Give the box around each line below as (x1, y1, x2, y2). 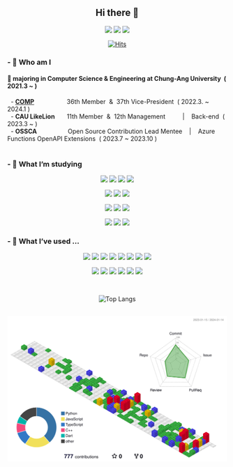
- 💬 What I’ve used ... (7, 236, 80, 246)
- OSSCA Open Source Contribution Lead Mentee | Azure (10, 127, 216, 135)
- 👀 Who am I (7, 57, 52, 67)
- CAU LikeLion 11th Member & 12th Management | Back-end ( (10, 112, 225, 121)
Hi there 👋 (95, 7, 140, 19)
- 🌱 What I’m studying (7, 159, 82, 169)
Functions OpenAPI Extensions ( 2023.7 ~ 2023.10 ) (7, 134, 158, 143)
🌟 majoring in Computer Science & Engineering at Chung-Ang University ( (7, 75, 227, 83)
